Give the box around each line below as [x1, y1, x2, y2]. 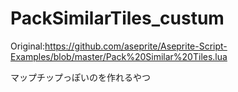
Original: [10, 40, 46, 52]
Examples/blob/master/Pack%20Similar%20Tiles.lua [10, 50, 228, 62]
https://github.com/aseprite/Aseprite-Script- [44, 40, 228, 52]
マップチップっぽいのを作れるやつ [10, 71, 151, 83]
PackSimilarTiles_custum [10, 7, 225, 30]
